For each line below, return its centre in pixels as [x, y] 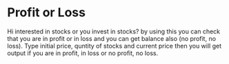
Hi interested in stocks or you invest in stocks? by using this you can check [114, 31]
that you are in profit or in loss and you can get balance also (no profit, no [111, 38]
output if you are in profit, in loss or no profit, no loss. [83, 53]
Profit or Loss [47, 13]
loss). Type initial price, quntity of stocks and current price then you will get [114, 46]
